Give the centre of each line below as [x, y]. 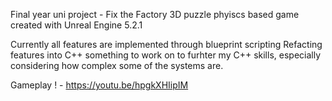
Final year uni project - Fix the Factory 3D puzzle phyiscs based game [155, 14]
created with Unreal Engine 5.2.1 [76, 25]
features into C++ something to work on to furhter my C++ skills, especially [166, 55]
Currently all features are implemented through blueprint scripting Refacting [166, 44]
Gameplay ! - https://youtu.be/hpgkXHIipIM [99, 85]
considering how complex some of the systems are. [117, 65]
